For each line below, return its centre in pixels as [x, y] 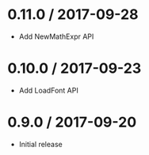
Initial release [40, 144]
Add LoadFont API [48, 90]
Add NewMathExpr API [56, 36]
